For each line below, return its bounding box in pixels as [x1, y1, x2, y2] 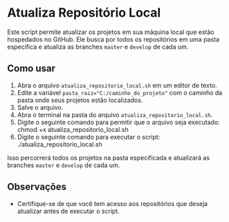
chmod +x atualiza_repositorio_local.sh [17, 125, 129, 133]
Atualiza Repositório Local [7, 5, 161, 21]
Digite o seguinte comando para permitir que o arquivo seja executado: [17, 118, 220, 126]
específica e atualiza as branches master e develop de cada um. [7, 42, 189, 51]
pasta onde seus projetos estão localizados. [17, 96, 143, 104]
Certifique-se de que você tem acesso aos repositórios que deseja [17, 199, 208, 207]
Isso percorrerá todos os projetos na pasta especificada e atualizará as [7, 153, 210, 162]
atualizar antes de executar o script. [17, 207, 120, 215]
